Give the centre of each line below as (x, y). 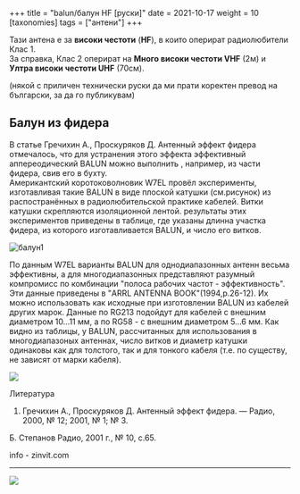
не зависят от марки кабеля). (66, 359)
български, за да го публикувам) (72, 95)
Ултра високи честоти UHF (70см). (77, 68)
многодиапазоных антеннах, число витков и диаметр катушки (129, 340)
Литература (32, 393)
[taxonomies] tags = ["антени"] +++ (76, 22)
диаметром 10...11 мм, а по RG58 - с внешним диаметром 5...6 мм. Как (144, 322)
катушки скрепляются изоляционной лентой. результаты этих (128, 211)
